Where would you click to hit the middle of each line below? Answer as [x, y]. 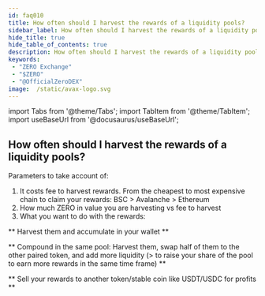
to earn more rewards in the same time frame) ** [87, 264]
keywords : [24, 60]
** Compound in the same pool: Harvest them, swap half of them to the [124, 247]
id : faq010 [26, 15]
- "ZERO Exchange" [42, 67]
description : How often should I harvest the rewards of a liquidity [125, 52]
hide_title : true [37, 37]
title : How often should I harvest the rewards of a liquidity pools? [127, 23]
